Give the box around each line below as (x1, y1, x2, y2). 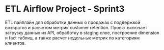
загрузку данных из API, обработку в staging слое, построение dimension (5, 30, 160, 35)
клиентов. (5, 40, 26, 46)
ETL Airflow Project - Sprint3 (5, 3, 125, 15)
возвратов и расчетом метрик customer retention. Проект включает (5, 24, 147, 30)
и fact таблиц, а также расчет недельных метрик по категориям (5, 35, 140, 41)
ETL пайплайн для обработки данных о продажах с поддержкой (5, 19, 140, 25)
